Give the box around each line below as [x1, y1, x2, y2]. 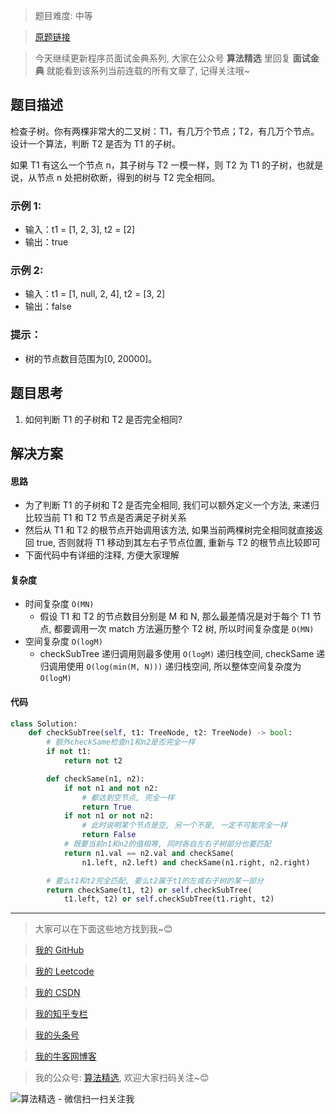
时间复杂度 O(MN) [24, 598, 95, 610]
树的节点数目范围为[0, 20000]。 [24, 352, 158, 364]
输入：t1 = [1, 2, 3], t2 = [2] [24, 224, 136, 236]
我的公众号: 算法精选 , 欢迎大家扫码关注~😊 [34, 1072, 210, 1084]
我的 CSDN [34, 987, 81, 999]
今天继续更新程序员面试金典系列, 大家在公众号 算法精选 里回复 [34, 52, 291, 64]
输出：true [24, 236, 69, 248]
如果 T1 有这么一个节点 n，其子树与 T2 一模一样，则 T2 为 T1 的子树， [10, 159, 298, 171]
